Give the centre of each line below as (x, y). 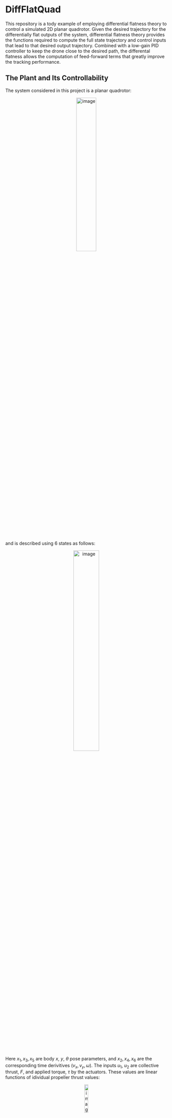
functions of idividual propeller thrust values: (53, 1077)
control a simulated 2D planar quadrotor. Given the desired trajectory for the (85, 29)
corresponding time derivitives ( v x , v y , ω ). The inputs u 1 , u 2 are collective (82, 1066)
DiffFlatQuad (33, 10)
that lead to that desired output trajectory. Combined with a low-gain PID (82, 45)
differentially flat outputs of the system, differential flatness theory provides (85, 34)
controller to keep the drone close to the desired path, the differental (78, 51)
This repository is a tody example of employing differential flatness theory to (86, 24)
